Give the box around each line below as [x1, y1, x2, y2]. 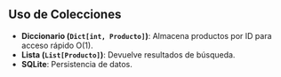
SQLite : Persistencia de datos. [20, 58, 132, 69]
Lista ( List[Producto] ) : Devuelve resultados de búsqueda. [20, 49, 236, 60]
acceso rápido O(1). [20, 40, 94, 50]
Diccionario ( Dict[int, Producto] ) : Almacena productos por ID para [20, 30, 272, 41]
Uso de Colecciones [8, 7, 122, 22]
